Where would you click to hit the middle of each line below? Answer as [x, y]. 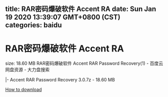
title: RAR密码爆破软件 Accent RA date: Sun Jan [81, 9]
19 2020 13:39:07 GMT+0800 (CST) [63, 17]
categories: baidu [34, 25]
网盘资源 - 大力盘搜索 [27, 70]
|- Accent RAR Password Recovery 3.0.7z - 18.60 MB [60, 80]
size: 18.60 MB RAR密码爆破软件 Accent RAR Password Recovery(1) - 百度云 [84, 63]
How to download [23, 89]
